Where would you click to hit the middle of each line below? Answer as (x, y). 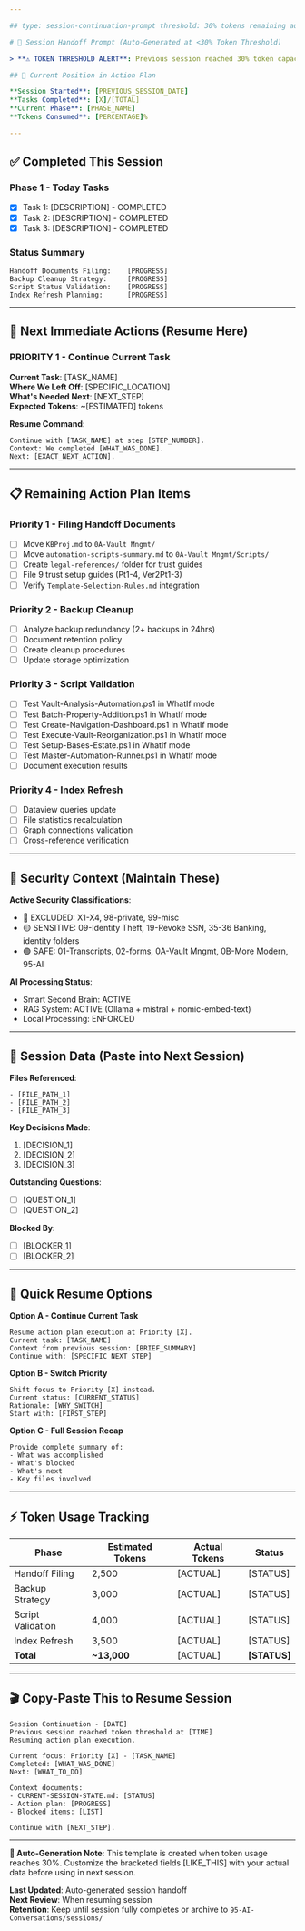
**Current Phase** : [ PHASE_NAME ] (73, 109)
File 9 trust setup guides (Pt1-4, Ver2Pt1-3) (103, 575)
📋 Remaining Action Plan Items (100, 494)
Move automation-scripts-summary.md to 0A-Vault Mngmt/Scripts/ (146, 554)
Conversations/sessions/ (56, 1918)
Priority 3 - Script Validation (72, 684)
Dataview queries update (69, 810)
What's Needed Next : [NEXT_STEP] (77, 396)
